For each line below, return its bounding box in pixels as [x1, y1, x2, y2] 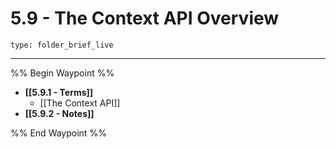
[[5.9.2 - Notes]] [24, 107, 95, 119]
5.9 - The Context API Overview [10, 7, 280, 30]
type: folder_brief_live [10, 40, 114, 50]
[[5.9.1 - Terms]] [24, 86, 94, 98]
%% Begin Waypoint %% [10, 67, 115, 79]
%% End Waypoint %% [10, 127, 107, 139]
